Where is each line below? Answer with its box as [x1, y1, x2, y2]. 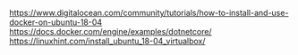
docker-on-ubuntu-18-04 [9, 17, 103, 27]
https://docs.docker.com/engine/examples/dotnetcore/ [9, 27, 212, 36]
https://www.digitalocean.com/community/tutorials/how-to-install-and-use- [9, 8, 289, 18]
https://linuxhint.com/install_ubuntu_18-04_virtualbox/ [9, 35, 206, 46]
